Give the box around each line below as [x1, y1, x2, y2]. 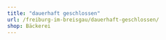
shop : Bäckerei [7, 22, 51, 29]
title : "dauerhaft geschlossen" [7, 9, 100, 17]
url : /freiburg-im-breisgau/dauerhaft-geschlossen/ [7, 16, 159, 23]
